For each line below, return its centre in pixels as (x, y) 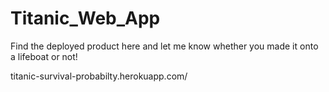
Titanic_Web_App (85, 18)
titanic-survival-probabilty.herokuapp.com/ (99, 76)
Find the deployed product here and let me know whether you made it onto (164, 46)
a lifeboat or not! (44, 56)
